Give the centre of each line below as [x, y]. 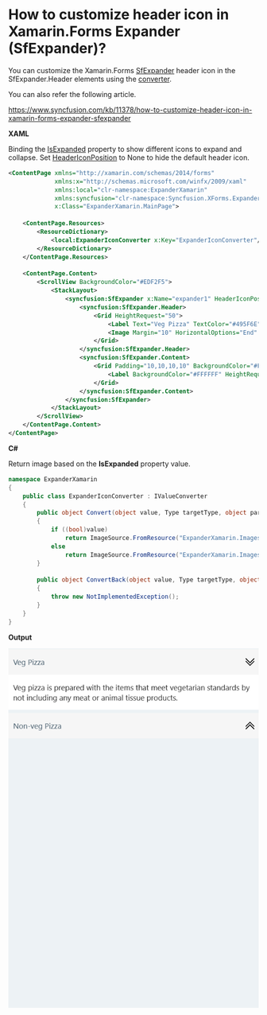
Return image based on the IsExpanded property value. [99, 464]
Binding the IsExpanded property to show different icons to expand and [125, 149]
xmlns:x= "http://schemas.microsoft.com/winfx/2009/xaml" [151, 181]
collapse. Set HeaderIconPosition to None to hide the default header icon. [129, 157]
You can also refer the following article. [72, 94]
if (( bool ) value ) [79, 530]
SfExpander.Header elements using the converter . [90, 79]
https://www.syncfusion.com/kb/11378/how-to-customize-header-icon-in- [130, 110]
